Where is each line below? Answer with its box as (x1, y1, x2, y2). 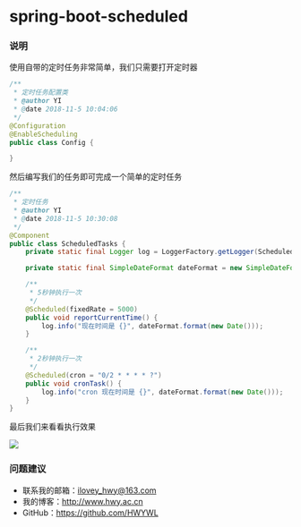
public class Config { (9, 138, 94, 147)
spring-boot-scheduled (9, 6, 188, 27)
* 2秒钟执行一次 (29, 354, 82, 363)
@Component (9, 231, 50, 240)
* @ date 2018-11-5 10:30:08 (13, 214, 118, 223)
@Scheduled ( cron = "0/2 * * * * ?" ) (25, 370, 163, 379)
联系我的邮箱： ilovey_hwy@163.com (21, 485, 157, 496)
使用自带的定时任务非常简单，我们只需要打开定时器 (9, 62, 198, 72)
